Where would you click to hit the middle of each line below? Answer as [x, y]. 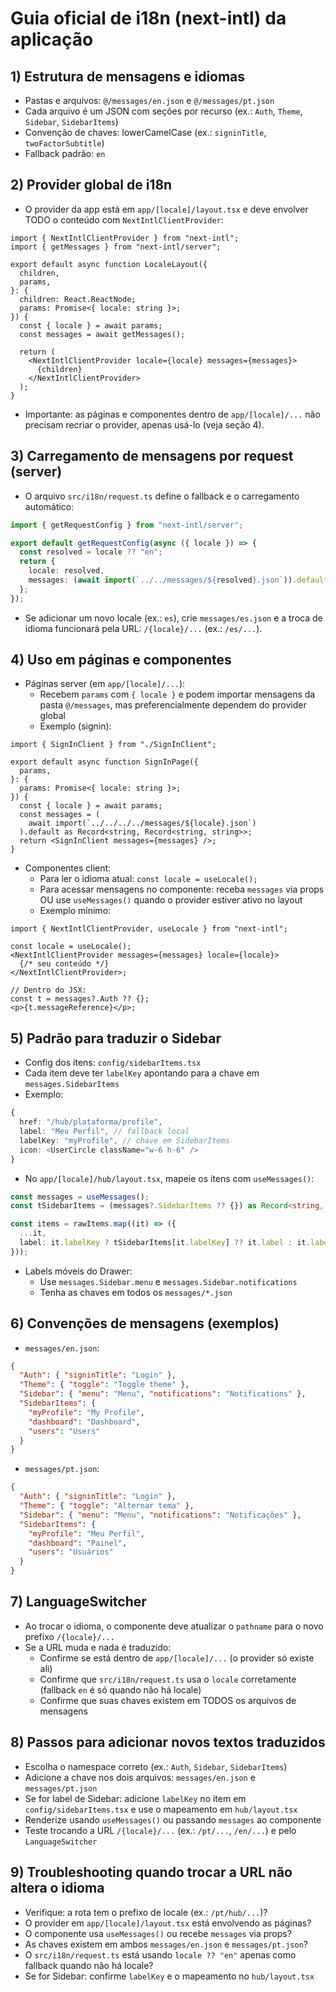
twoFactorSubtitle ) [64, 143]
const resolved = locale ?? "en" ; [91, 552]
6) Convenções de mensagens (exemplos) [145, 1323]
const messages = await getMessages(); [102, 334]
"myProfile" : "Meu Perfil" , [86, 1533]
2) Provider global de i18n [91, 185]
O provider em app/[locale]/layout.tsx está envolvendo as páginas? [168, 1923]
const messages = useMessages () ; [80, 1197]
